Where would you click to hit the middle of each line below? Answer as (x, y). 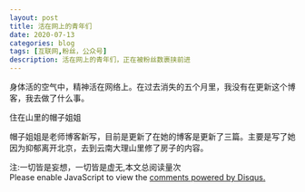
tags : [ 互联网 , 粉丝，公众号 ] (58, 52)
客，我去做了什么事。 (49, 98)
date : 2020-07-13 (42, 34)
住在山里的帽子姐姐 (45, 117)
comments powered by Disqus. (207, 177)
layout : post (34, 18)
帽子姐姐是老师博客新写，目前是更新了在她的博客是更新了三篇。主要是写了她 (152, 136)
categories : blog (42, 43)
